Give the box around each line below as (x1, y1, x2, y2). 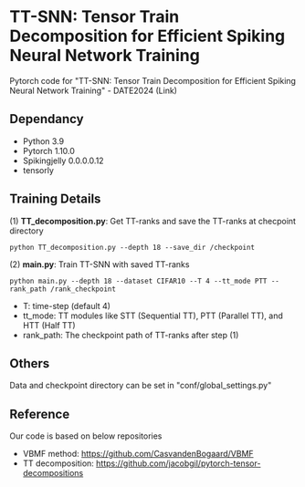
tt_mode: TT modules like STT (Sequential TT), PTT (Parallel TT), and (22, 310, 283, 321)
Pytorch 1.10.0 (22, 145, 76, 156)
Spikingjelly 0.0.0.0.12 (22, 155, 104, 166)
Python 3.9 (22, 135, 65, 147)
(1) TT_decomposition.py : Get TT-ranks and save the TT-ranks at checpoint (9, 215, 297, 226)
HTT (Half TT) (22, 319, 76, 330)
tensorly (22, 164, 55, 175)
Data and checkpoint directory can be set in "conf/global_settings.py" (9, 380, 272, 391)
